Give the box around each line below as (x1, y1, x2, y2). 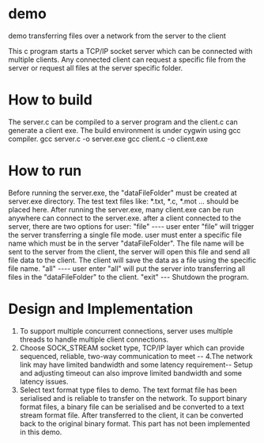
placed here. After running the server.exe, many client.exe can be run (8, 204, 234, 214)
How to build (8, 91, 92, 109)
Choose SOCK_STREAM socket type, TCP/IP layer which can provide (19, 342, 245, 353)
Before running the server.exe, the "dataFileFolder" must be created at (8, 188, 237, 197)
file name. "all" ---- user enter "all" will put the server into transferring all (8, 263, 246, 273)
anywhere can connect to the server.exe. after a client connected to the (8, 213, 241, 223)
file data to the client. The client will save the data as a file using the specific (8, 255, 257, 265)
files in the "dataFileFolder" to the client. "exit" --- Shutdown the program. (8, 272, 249, 281)
